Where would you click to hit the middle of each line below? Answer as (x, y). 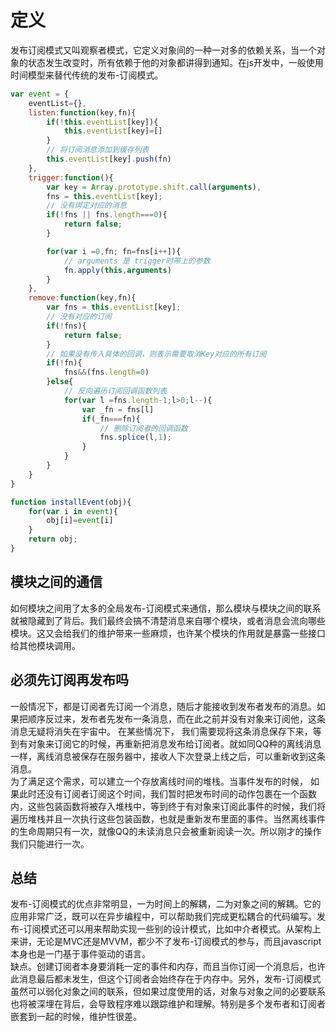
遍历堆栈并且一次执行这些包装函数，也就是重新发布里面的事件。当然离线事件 (168, 818)
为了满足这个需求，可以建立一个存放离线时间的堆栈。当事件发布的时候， (159, 781)
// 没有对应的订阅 (79, 317)
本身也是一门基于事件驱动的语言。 (80, 954)
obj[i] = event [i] (80, 521)
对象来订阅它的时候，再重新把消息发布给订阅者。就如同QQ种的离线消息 (174, 743)
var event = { (40, 94)
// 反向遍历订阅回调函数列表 (115, 391)
